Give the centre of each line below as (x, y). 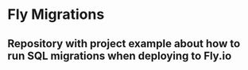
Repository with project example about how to (124, 44)
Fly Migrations (56, 15)
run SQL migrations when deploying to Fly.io (120, 55)
